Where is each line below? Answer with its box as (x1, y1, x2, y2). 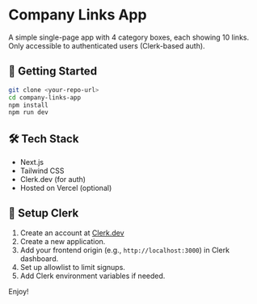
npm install (8, 101, 48, 109)
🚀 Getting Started (8, 65, 98, 78)
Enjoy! (8, 286, 30, 296)
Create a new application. (19, 236, 106, 246)
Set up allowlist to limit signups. (19, 262, 125, 272)
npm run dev (8, 108, 48, 116)
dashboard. (19, 253, 59, 264)
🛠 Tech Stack (8, 132, 79, 146)
